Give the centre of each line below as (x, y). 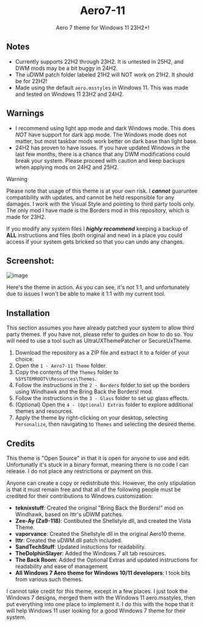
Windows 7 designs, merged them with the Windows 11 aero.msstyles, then (101, 598)
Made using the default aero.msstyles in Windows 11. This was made (102, 87)
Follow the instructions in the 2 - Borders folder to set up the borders (103, 385)
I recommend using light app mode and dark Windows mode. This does (105, 128)
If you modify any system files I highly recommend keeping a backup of (97, 228)
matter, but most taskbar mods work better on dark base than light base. (106, 141)
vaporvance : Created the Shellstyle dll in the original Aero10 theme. (100, 534)
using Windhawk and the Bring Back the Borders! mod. (84, 391)
